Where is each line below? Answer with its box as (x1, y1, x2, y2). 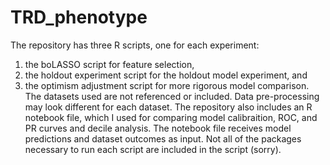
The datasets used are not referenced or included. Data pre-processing (24, 90, 320, 102)
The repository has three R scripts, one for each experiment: (10, 39, 260, 51)
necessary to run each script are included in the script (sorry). (24, 143, 282, 155)
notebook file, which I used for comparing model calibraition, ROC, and (24, 111, 318, 123)
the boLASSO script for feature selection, (24, 58, 195, 70)
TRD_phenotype (10, 6, 148, 29)
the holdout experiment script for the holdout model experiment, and (24, 69, 308, 81)
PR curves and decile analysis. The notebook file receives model (24, 122, 292, 134)
